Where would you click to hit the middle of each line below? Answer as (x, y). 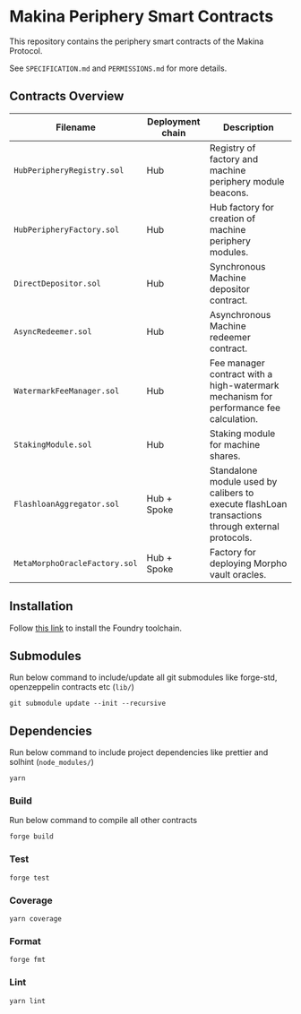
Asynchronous (240, 314)
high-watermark (244, 385)
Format (26, 941)
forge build (31, 837)
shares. (225, 456)
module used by (243, 481)
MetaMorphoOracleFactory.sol (76, 563)
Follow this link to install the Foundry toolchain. (95, 628)
